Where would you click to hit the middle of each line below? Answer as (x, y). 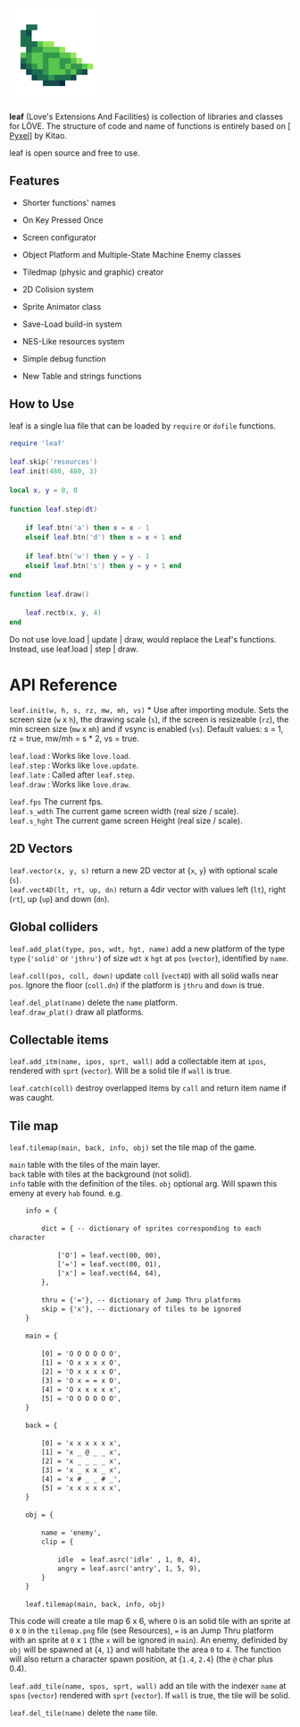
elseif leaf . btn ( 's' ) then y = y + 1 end (104, 566)
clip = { (58, 1542)
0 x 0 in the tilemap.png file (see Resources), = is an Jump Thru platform (142, 1630)
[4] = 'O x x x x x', (82, 1390)
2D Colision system (58, 289)
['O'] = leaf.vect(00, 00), (109, 1255)
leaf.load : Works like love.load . (70, 756)
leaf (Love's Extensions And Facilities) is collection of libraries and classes (146, 116)
